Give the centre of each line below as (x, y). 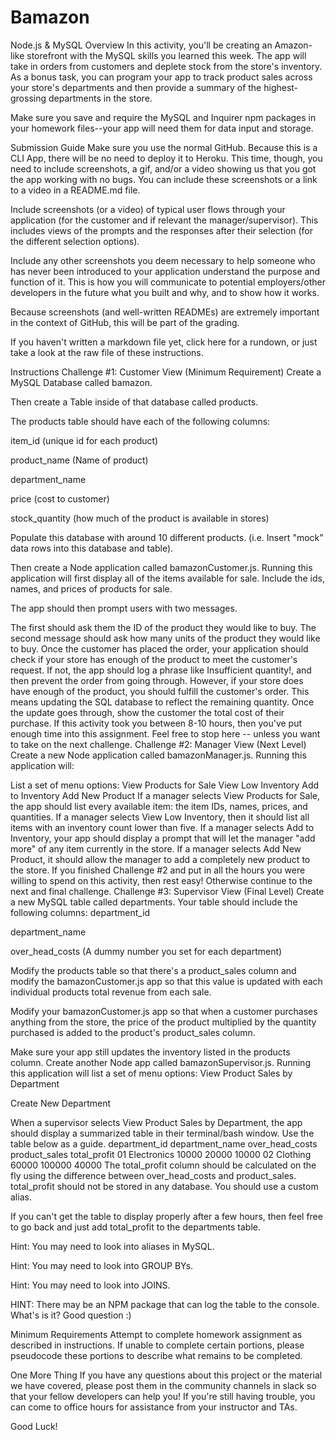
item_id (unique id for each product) (84, 440)
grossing (28, 98)
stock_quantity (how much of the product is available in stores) (140, 518)
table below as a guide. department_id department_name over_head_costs (164, 1143)
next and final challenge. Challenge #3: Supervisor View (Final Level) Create (167, 891)
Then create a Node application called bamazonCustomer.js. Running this (161, 567)
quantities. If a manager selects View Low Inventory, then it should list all (160, 817)
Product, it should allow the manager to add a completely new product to (160, 859)
